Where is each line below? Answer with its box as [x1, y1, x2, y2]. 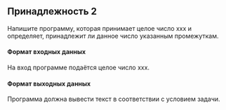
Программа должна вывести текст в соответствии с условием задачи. [7, 95, 220, 104]
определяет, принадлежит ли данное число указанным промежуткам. [7, 32, 219, 40]
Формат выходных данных [7, 79, 91, 88]
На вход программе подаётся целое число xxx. [7, 63, 149, 72]
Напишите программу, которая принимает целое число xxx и [7, 24, 192, 32]
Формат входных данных [7, 48, 86, 56]
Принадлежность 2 [7, 6, 97, 18]
